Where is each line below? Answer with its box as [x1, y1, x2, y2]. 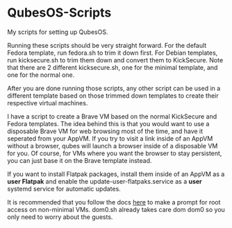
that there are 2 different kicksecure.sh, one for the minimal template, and [7, 63, 218, 71]
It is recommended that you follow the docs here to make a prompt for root [7, 198, 221, 206]
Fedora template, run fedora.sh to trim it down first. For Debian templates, [7, 49, 218, 57]
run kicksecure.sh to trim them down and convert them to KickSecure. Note [7, 55, 224, 64]
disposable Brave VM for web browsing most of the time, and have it [7, 127, 204, 135]
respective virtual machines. [7, 98, 88, 107]
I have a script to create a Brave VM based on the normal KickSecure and [7, 112, 217, 121]
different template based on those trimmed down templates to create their [7, 91, 219, 100]
